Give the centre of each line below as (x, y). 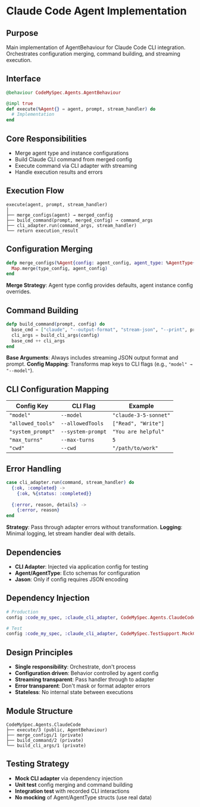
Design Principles (40, 652)
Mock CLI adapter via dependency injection (69, 778)
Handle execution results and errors (59, 172)
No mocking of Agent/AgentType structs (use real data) (83, 797)
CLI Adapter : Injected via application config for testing (82, 567)
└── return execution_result (42, 231)
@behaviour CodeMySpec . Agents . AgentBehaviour (63, 93)
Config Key (32, 406)
